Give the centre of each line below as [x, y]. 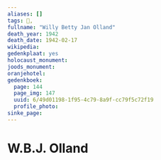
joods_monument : [31, 67]
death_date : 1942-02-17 [43, 41]
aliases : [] [25, 14]
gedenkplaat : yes [33, 54]
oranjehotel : [27, 73]
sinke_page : [25, 113]
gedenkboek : [25, 80]
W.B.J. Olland [48, 148]
